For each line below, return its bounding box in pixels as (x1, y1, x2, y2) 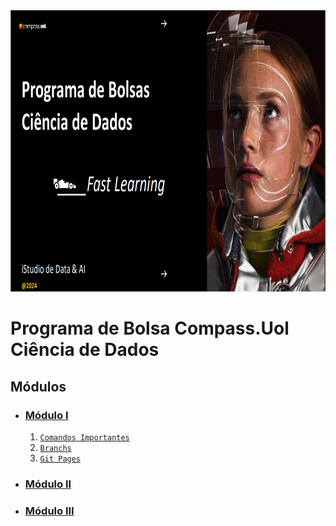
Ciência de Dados (10, 339, 160, 361)
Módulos (10, 378, 67, 395)
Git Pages (39, 454, 82, 464)
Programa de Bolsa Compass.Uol (10, 317, 290, 340)
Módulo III (24, 504, 75, 518)
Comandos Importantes (39, 432, 130, 443)
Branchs (39, 443, 72, 453)
